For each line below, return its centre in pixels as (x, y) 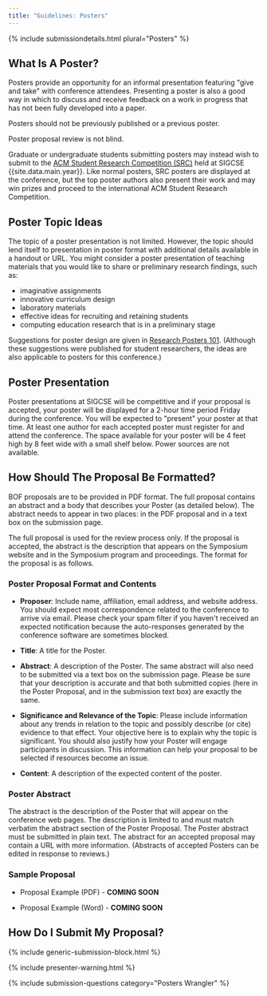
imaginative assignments (61, 291)
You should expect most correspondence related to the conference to (134, 610)
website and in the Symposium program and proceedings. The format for (128, 554)
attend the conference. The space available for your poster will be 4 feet (127, 435)
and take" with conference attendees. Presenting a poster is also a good (127, 91)
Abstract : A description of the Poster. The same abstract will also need (136, 666)
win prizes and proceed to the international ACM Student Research (118, 188)
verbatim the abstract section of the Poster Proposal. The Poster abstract (129, 828)
